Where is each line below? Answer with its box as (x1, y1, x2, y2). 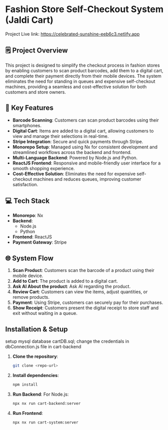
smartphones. (12, 122, 42, 128)
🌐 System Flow (5, 254, 54, 262)
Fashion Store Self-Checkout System (5, 4, 164, 15)
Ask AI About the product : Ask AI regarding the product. (12, 284, 131, 290)
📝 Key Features (5, 103, 54, 112)
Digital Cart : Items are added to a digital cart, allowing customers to (12, 128, 154, 134)
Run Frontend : (12, 410, 43, 416)
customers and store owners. (5, 89, 67, 95)
